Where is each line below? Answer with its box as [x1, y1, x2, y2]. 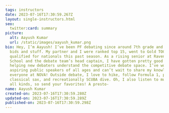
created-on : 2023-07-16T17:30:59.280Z [5, 91, 87, 96]
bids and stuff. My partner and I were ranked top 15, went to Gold [10, 49, 156, 54]
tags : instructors [5, 7, 44, 12]
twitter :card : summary [10, 26, 57, 31]
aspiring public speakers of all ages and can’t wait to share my [10, 68, 152, 73]
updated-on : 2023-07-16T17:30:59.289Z [5, 95, 87, 100]
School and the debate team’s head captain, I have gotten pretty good [10, 58, 163, 63]
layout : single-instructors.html [5, 16, 75, 21]
